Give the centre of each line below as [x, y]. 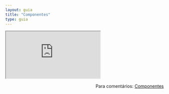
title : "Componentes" [28, 15]
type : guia [17, 19]
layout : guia [19, 10]
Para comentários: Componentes [130, 86]
